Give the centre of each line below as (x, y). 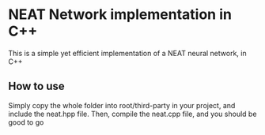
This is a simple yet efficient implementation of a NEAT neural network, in (127, 53)
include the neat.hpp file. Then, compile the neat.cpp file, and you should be (132, 114)
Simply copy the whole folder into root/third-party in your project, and (122, 105)
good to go (26, 122)
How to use (36, 86)
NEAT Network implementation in (120, 15)
